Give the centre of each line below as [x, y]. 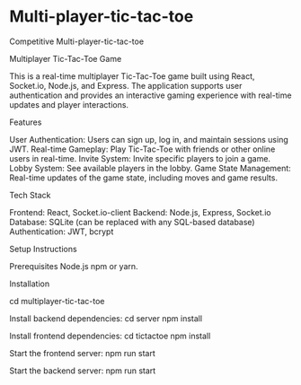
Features [26, 122]
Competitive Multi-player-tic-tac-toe [77, 41]
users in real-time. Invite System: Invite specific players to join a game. [140, 158]
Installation [30, 284]
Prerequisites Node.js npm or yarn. [74, 266]
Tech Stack [30, 195]
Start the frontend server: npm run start [82, 353]
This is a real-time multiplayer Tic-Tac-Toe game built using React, [132, 76]
